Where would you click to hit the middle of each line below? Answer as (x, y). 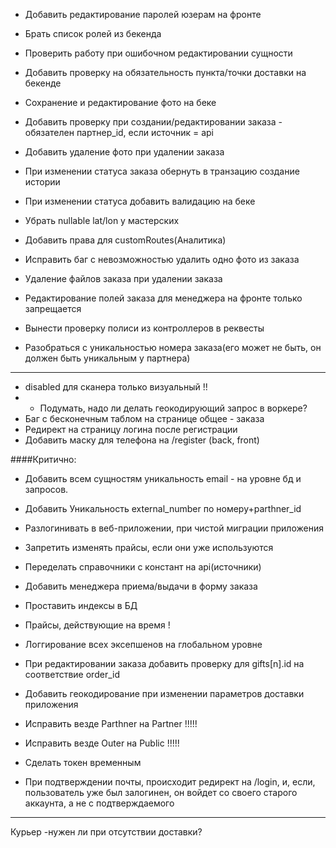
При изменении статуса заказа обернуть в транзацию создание (162, 171)
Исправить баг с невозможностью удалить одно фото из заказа (162, 259)
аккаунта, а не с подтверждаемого (99, 803)
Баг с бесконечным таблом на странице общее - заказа (144, 418)
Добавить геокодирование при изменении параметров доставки (164, 693)
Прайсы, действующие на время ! (97, 625)
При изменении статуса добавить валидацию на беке (140, 201)
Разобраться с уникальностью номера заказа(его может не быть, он (173, 347)
